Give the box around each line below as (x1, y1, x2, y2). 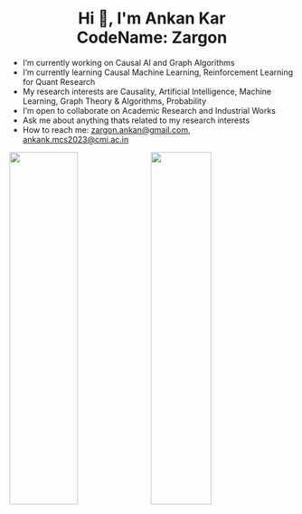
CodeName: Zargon (76, 27, 228, 48)
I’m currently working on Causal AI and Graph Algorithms (22, 57, 235, 68)
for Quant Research (22, 76, 96, 87)
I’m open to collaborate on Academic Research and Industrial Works (22, 105, 276, 116)
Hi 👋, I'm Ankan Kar (78, 8, 226, 29)
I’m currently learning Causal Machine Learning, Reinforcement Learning (22, 67, 294, 78)
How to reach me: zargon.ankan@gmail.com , (22, 124, 191, 135)
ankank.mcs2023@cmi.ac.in (22, 134, 129, 145)
